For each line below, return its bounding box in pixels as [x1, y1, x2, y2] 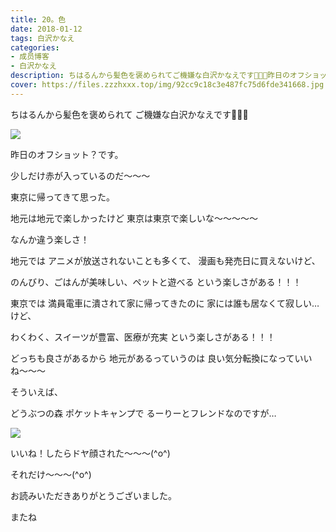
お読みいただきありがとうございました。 [10, 489, 177, 501]
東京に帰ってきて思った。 [10, 191, 115, 203]
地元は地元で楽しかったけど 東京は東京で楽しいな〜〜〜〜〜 [10, 212, 258, 224]
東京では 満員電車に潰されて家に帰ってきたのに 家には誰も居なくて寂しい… [10, 297, 320, 309]
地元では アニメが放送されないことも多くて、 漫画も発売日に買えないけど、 [10, 254, 321, 266]
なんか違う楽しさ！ [10, 233, 90, 245]
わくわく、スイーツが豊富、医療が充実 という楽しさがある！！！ [10, 331, 276, 343]
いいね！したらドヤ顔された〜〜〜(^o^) [10, 447, 171, 459]
